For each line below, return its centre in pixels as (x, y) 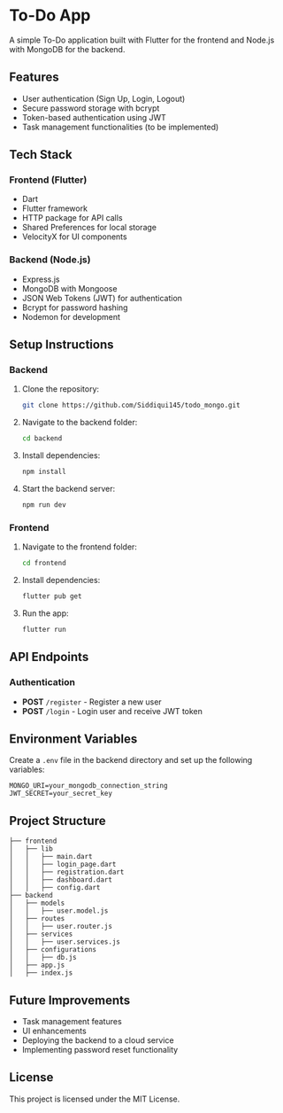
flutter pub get (52, 596)
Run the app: (45, 613)
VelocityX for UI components (74, 237)
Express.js (41, 279)
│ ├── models (37, 903)
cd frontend (44, 564)
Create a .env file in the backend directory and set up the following (131, 760)
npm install (44, 472)
